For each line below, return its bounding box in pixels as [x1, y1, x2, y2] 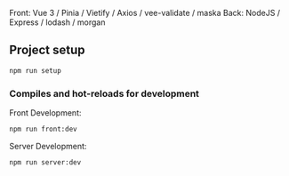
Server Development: [9, 140, 87, 151]
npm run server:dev [9, 157, 82, 167]
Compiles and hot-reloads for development [9, 87, 200, 100]
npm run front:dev [9, 124, 77, 133]
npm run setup [9, 66, 62, 75]
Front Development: [9, 107, 82, 118]
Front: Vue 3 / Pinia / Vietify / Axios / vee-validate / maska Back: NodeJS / [9, 8, 281, 18]
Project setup [9, 43, 86, 58]
